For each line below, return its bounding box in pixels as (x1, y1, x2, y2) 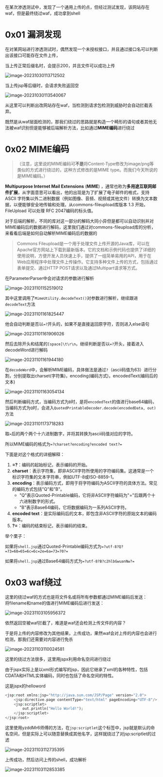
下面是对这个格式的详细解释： (5, 451, 65, 457)
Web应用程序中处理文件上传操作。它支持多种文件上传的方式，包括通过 (16, 259, 158, 265)
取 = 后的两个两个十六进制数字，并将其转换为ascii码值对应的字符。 (5, 430, 136, 436)
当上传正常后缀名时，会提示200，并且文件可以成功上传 (5, 62, 115, 68)
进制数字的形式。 (23, 498, 58, 504)
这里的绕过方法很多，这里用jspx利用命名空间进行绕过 (5, 656, 111, 662)
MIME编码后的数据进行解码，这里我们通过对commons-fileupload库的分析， (5, 224, 156, 230)
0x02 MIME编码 (5, 144, 69, 155)
